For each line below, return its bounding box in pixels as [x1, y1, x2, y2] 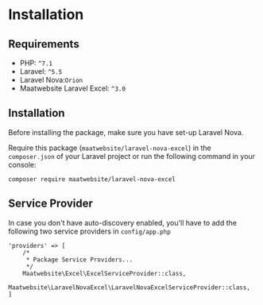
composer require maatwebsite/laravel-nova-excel [8, 175, 176, 183]
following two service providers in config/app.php [8, 226, 171, 236]
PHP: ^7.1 [19, 58, 53, 68]
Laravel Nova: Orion [19, 75, 83, 84]
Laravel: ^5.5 [19, 67, 63, 76]
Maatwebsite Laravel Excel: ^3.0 [19, 83, 126, 93]
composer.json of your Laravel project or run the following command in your [8, 151, 256, 160]
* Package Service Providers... [25, 256, 133, 264]
